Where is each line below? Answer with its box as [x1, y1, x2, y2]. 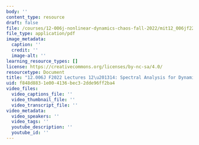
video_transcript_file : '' [11, 102, 78, 108]
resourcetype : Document [6, 69, 65, 75]
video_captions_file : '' [11, 91, 73, 97]
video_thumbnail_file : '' [11, 96, 76, 102]
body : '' [6, 8, 28, 15]
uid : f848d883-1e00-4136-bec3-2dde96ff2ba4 [6, 80, 115, 86]
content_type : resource [6, 14, 65, 20]
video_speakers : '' [11, 113, 60, 119]
